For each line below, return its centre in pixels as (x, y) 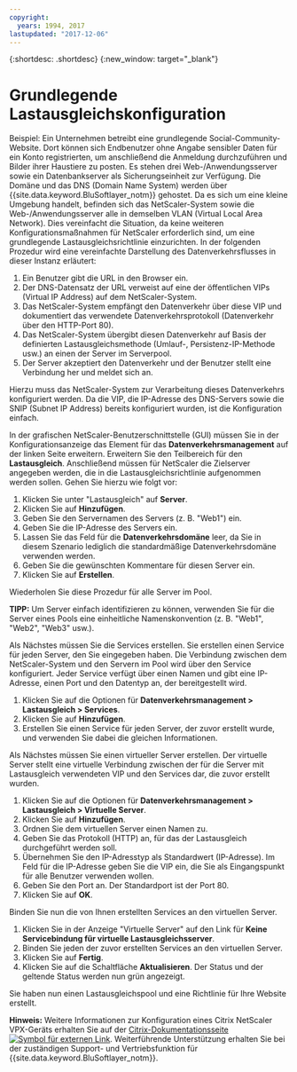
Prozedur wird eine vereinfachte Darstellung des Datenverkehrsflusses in (143, 252)
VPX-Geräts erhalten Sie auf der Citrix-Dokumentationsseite (119, 1029)
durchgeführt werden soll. (70, 847)
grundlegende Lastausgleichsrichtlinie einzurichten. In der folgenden (135, 242)
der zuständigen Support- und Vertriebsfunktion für (103, 1049)
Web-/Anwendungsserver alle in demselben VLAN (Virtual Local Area (136, 214)
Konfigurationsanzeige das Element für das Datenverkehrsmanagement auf (149, 445)
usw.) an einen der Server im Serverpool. (97, 354)
